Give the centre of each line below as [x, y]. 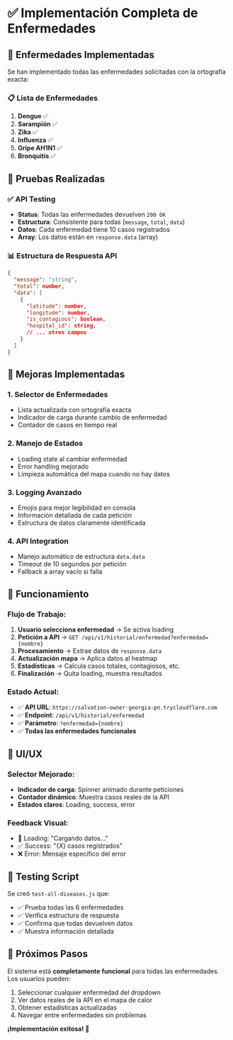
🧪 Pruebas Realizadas [56, 179]
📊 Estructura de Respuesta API [62, 255]
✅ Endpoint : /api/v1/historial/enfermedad [81, 715]
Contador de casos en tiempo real [67, 425]
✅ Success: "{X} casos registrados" [70, 846]
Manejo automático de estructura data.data [81, 557]
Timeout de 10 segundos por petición [72, 564]
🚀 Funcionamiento [48, 594]
